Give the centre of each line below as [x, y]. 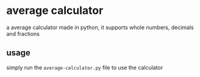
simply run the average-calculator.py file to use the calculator [85, 67]
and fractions [23, 33]
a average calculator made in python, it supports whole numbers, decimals [100, 27]
